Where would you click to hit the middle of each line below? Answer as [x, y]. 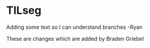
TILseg [24, 10]
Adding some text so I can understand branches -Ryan [74, 27]
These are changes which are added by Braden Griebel [75, 38]
